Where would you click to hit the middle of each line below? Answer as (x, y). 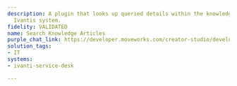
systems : (20, 59)
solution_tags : (30, 46)
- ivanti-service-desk (41, 66)
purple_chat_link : (34, 40)
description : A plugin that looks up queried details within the (105, 14)
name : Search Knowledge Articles (56, 33)
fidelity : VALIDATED (38, 27)
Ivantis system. (37, 20)
